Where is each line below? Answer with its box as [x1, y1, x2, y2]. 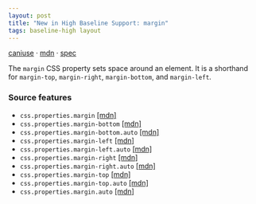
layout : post [8, 11, 52, 20]
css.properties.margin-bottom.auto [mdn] [19, 127, 160, 136]
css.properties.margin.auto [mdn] [19, 186, 135, 196]
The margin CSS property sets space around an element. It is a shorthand [8, 64, 249, 73]
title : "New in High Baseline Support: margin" [8, 19, 169, 27]
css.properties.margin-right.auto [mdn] [19, 161, 157, 171]
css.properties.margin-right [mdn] [19, 152, 138, 162]
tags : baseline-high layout [8, 26, 102, 34]
